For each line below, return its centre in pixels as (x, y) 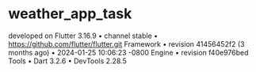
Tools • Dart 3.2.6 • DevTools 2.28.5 (67, 61)
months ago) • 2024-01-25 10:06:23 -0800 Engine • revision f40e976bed (128, 52)
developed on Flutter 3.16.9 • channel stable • (83, 36)
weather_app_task (70, 14)
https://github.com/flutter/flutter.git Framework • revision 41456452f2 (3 (126, 44)
